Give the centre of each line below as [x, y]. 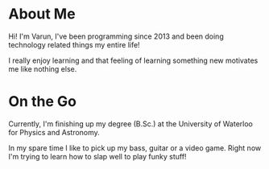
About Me [42, 14]
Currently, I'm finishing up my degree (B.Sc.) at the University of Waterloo [131, 124]
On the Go [42, 102]
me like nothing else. [43, 68]
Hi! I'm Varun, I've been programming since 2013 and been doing [116, 36]
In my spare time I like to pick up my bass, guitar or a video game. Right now [135, 148]
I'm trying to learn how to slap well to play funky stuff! [97, 156]
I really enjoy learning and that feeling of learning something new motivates [133, 60]
